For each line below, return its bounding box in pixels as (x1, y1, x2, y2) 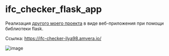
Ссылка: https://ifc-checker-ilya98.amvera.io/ (5, 35, 102, 41)
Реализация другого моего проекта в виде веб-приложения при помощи (5, 20, 164, 26)
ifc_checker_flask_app (5, 4, 102, 15)
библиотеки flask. (5, 25, 44, 31)
